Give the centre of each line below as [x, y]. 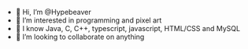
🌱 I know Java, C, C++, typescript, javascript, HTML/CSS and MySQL [128, 28]
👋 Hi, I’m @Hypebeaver [54, 12]
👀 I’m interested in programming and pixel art [89, 20]
